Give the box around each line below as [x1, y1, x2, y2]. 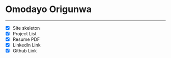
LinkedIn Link [12, 42, 41, 48]
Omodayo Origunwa [5, 4, 92, 15]
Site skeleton [12, 25, 40, 31]
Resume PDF [12, 36, 40, 42]
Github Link [12, 48, 37, 54]
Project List [12, 31, 37, 36]
